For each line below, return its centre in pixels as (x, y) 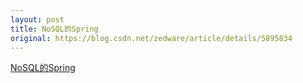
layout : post (37, 19)
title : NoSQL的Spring (54, 29)
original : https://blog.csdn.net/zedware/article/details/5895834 (151, 38)
